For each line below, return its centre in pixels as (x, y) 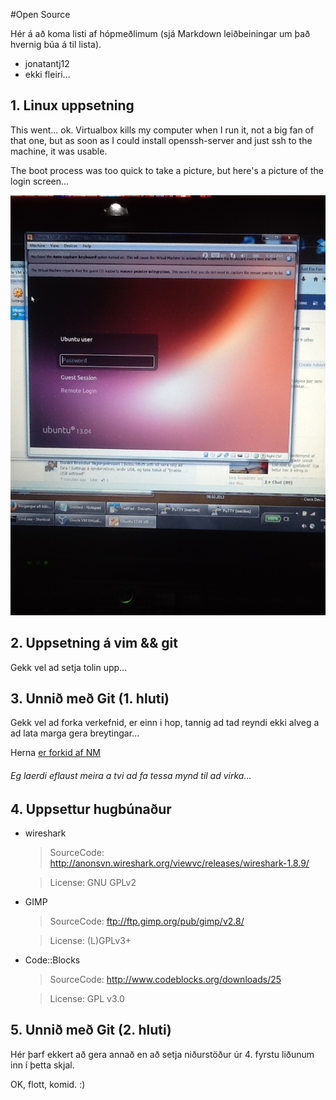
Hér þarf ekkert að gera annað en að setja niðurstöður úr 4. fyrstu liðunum (162, 1054)
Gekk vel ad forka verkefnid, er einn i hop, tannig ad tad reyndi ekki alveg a (165, 723)
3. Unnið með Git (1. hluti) (90, 699)
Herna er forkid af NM (55, 753)
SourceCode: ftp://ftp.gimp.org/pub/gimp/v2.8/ (147, 921)
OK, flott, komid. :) (48, 1084)
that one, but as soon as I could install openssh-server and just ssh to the (161, 140)
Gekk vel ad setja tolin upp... (69, 667)
